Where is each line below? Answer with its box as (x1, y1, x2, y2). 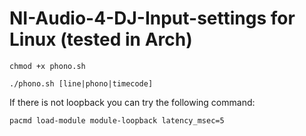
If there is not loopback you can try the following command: (9, 96, 256, 108)
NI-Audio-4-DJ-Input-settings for (9, 7, 296, 30)
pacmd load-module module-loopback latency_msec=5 (9, 115, 225, 126)
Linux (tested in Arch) (9, 28, 193, 51)
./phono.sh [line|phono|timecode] (9, 78, 154, 89)
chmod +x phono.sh (9, 61, 86, 71)
